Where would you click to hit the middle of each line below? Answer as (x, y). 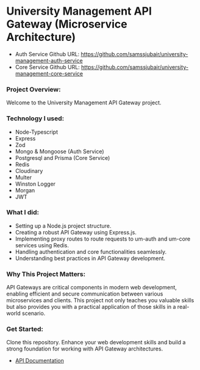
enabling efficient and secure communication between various (85, 294)
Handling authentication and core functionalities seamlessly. (91, 252)
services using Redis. (42, 245)
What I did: (23, 212)
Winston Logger (35, 184)
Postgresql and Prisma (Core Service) (62, 158)
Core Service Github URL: (48, 67)
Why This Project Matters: (46, 274)
